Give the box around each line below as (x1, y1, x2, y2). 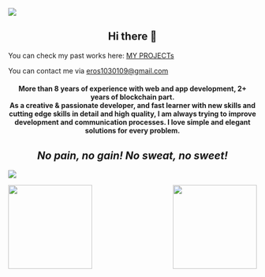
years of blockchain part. (90, 92, 175, 102)
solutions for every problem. (84, 126, 181, 136)
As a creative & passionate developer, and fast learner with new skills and (9, 101, 256, 110)
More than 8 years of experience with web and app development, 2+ (18, 84, 247, 94)
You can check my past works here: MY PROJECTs (8, 51, 175, 60)
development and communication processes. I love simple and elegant (14, 118, 251, 127)
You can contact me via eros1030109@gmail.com (8, 66, 169, 75)
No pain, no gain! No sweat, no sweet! (36, 148, 229, 162)
